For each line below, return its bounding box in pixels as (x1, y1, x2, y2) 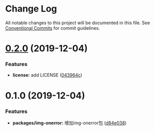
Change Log (5, 3, 57, 15)
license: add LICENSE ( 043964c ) (12, 72, 82, 78)
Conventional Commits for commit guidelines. (5, 25, 100, 31)
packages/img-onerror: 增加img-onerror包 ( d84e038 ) (12, 119, 127, 126)
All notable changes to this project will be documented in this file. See (5, 20, 150, 26)
